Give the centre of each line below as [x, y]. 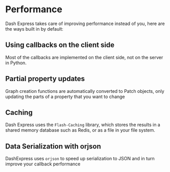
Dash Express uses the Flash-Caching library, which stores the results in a [83, 125]
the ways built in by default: [34, 29]
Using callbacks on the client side [60, 45]
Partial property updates [45, 79]
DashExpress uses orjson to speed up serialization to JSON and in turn [80, 159]
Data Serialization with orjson [53, 146]
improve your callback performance [43, 164]
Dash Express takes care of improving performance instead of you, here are [85, 23]
